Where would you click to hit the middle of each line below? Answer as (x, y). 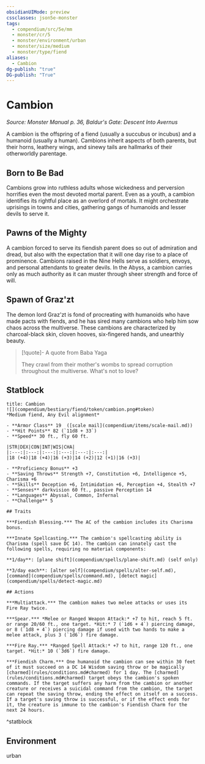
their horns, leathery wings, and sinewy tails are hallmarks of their (89, 147)
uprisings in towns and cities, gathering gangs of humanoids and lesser (96, 207)
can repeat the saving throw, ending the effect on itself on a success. (102, 694)
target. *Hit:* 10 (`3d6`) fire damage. (59, 651)
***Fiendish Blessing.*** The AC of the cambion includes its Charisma (99, 522)
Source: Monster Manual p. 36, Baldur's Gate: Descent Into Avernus (92, 122)
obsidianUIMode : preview (38, 12)
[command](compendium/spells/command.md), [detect (72, 576)
